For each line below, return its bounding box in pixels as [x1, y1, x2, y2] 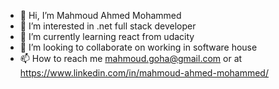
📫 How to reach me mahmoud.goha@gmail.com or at [19, 53, 243, 64]
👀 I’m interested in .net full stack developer [19, 20, 197, 32]
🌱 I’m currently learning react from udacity [19, 31, 195, 42]
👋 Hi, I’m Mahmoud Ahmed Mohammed [19, 10, 182, 21]
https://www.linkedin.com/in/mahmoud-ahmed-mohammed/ [19, 67, 269, 79]
